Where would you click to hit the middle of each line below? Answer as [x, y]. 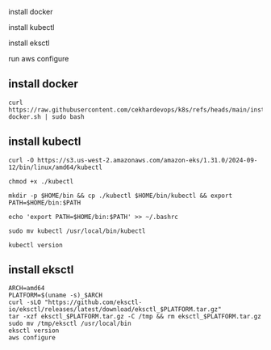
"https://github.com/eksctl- [93, 302]
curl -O [21, 160]
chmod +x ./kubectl [41, 181]
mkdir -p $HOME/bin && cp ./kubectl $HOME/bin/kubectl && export [120, 196]
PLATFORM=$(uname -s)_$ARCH [56, 295]
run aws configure [39, 59]
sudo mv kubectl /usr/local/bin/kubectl [77, 231]
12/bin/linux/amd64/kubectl [56, 167]
